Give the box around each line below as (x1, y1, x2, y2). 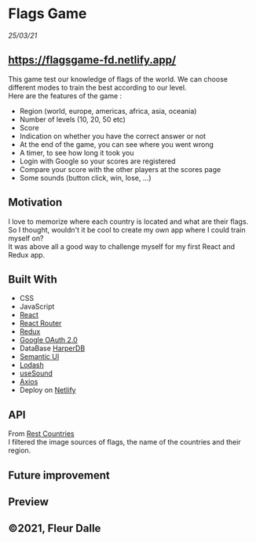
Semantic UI (19, 352, 60, 361)
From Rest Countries (8, 429, 75, 438)
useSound (19, 368, 53, 378)
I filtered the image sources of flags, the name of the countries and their (8, 438, 241, 447)
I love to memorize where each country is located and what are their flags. (8, 217, 249, 226)
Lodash (19, 361, 45, 370)
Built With (8, 273, 57, 286)
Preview (8, 495, 49, 508)
